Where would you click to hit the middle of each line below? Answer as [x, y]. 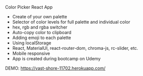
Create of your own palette [40, 17]
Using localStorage [32, 43]
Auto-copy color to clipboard [42, 32]
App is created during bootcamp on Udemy [56, 58]
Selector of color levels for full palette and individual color [71, 22]
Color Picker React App [29, 7]
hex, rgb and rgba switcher [40, 27]
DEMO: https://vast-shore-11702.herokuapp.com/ [55, 68]
